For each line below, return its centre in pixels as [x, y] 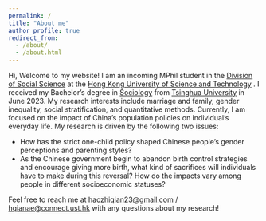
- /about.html [39, 53]
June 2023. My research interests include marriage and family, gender [124, 101]
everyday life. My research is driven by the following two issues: [113, 126]
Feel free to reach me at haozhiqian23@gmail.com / [93, 199]
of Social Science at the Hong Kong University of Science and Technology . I [134, 84]
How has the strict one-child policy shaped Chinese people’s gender [132, 142]
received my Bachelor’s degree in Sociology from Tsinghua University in [127, 92]
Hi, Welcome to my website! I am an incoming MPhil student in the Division [131, 75]
